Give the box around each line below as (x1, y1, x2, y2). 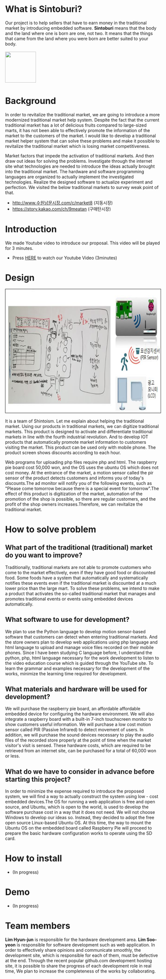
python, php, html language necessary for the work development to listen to (5, 654, 159, 661)
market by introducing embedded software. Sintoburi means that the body (5, 25, 157, 31)
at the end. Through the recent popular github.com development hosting (5, 958, 152, 963)
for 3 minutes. (5, 245, 33, 251)
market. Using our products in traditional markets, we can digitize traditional (5, 423, 159, 429)
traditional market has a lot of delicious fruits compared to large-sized (5, 122, 147, 128)
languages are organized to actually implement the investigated (5, 174, 134, 180)
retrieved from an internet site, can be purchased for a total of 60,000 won (5, 748, 157, 754)
